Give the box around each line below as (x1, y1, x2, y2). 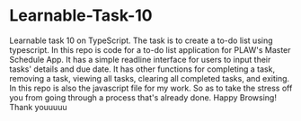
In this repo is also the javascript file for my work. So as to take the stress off (9, 82, 293, 93)
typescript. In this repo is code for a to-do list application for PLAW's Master (9, 44, 291, 55)
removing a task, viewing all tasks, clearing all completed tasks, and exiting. (9, 73, 290, 83)
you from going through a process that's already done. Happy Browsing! (9, 91, 277, 103)
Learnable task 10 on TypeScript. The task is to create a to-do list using (9, 35, 273, 46)
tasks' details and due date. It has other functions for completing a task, (9, 64, 276, 74)
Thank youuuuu (9, 101, 67, 112)
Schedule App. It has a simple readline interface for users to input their (9, 54, 271, 65)
